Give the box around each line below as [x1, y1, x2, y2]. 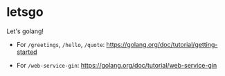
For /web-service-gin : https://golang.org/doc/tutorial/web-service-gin [16, 61, 217, 69]
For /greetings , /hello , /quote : [16, 40, 105, 48]
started [16, 48, 37, 56]
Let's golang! [6, 27, 44, 35]
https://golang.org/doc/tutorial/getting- [106, 40, 218, 48]
